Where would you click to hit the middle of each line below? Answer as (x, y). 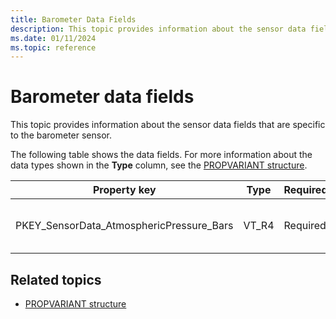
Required (305, 226)
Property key (124, 190)
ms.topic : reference (53, 47)
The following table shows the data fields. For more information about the (161, 155)
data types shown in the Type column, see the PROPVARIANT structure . (159, 165)
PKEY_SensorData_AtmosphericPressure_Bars (124, 226)
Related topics (56, 279)
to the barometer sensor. (61, 135)
